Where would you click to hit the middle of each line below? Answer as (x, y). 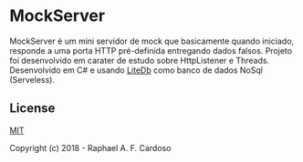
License (32, 109)
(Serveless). (32, 79)
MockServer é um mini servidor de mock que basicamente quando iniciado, (152, 41)
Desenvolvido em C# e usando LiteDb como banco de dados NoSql (136, 70)
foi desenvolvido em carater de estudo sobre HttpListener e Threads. (140, 60)
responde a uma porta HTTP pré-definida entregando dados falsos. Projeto (151, 50)
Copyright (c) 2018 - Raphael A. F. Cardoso (90, 147)
